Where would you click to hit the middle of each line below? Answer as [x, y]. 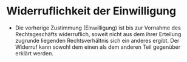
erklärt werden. [34, 53]
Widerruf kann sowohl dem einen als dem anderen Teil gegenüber [98, 47]
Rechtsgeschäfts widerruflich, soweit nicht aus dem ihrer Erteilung [98, 34]
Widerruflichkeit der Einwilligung [91, 11]
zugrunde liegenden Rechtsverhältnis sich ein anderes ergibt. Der [97, 40]
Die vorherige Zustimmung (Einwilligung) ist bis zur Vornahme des [98, 28]
